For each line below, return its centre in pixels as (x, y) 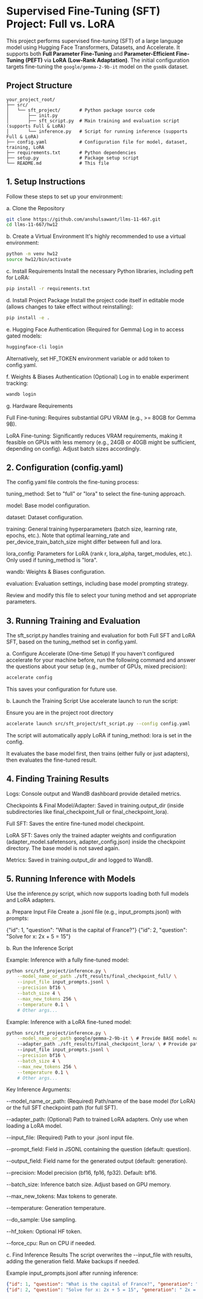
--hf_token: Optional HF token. (44, 1232)
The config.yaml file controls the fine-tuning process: (72, 482)
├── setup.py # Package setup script (72, 158)
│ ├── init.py (32, 115)
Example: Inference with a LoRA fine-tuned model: (69, 1022)
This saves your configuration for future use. (62, 689)
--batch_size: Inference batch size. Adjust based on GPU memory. (89, 1184)
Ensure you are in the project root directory (60, 713)
